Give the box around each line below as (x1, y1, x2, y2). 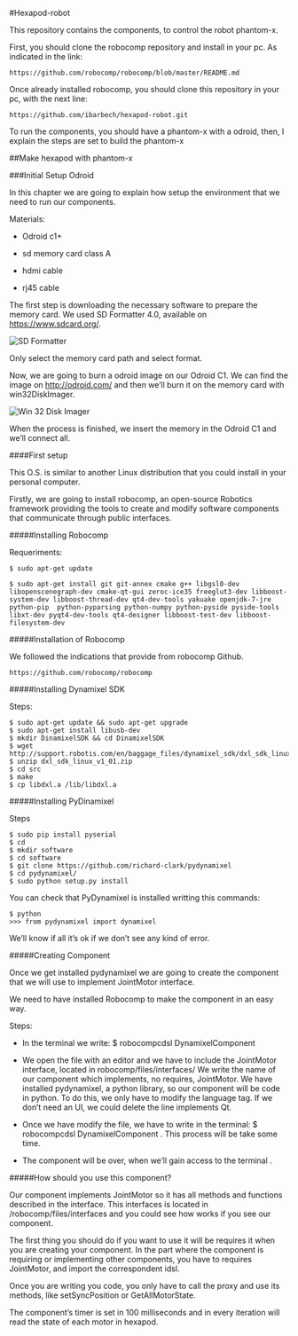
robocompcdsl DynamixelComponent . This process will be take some (21, 1128, 278, 1139)
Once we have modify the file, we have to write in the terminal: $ (21, 1120, 258, 1129)
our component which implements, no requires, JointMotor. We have (21, 1073, 273, 1084)
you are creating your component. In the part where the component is (9, 1245, 264, 1254)
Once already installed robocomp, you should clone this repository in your (9, 84, 279, 94)
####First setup (9, 450, 68, 460)
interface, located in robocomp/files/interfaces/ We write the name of (21, 1065, 277, 1074)
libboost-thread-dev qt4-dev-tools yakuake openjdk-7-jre (52, 595, 272, 604)
